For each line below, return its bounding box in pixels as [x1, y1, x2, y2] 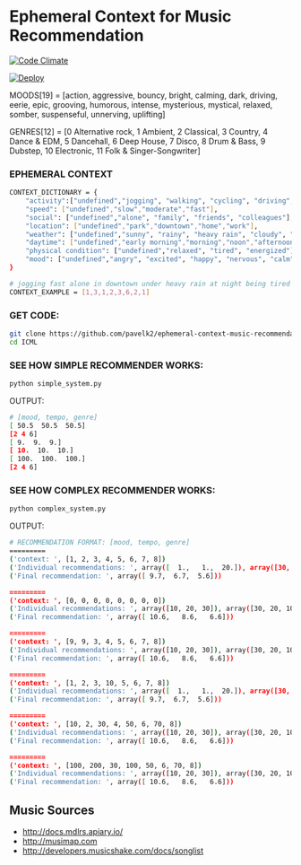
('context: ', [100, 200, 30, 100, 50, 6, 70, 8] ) [9, 761, 202, 770]
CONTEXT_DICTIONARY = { [9, 188, 99, 197]
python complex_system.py [9, 504, 106, 513]
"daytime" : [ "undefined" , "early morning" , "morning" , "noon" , [25, 238, 254, 248]
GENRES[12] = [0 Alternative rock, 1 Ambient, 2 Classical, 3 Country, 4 [9, 126, 269, 136]
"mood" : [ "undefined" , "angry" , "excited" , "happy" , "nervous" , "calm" [25, 255, 295, 264]
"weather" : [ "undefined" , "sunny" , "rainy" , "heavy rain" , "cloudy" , [25, 230, 287, 239]
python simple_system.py [9, 380, 102, 389]
